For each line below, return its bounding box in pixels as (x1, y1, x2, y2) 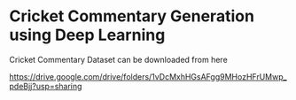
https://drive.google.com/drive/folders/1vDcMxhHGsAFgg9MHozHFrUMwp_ (9, 71, 287, 81)
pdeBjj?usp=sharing (9, 81, 82, 91)
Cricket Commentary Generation (9, 6, 255, 27)
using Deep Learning (9, 25, 166, 45)
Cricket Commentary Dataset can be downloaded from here (9, 54, 228, 65)
